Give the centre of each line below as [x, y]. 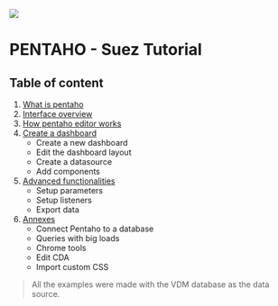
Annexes [39, 219]
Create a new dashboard [82, 143]
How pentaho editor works [72, 123]
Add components [68, 171]
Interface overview [57, 114]
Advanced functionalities [69, 181]
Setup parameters [69, 190]
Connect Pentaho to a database [95, 229]
